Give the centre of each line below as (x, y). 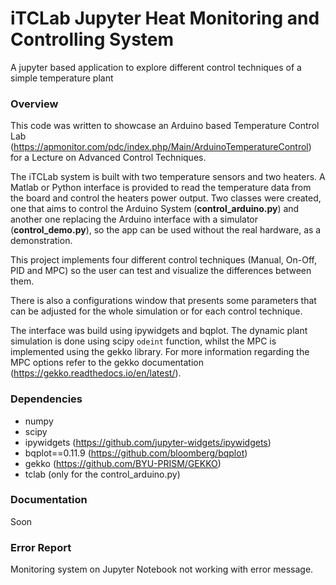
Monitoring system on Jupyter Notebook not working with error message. (162, 569)
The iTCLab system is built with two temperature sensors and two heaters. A (168, 177)
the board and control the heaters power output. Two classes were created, (166, 198)
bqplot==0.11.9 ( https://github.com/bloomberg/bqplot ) (136, 453)
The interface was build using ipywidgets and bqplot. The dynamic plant (159, 331)
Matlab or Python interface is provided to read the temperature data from (161, 188)
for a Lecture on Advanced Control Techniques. (108, 158)
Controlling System (92, 39)
